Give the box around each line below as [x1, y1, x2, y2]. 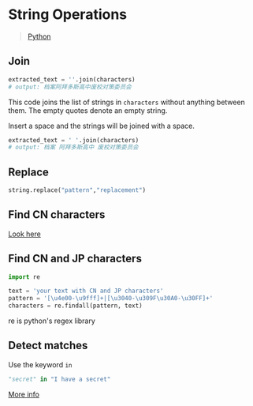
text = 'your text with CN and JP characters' [8, 287, 164, 295]
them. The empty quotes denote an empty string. [8, 105, 168, 115]
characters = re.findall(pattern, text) [8, 302, 143, 310]
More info [8, 389, 40, 399]
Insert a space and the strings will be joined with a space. [8, 121, 195, 130]
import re [8, 273, 41, 281]
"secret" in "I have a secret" [8, 375, 111, 383]
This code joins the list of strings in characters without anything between [8, 97, 246, 107]
